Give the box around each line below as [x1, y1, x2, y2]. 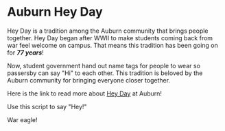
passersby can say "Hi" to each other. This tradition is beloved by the [7, 69, 203, 77]
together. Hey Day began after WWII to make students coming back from [7, 33, 213, 42]
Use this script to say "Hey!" [7, 102, 87, 111]
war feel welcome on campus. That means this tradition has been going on [7, 41, 218, 49]
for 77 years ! [7, 48, 45, 57]
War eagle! [7, 115, 38, 123]
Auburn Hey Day [7, 4, 103, 20]
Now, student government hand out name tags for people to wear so [7, 61, 201, 70]
